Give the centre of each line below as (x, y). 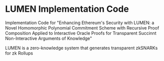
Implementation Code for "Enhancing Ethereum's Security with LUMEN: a (80, 23)
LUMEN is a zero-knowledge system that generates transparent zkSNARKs (82, 48)
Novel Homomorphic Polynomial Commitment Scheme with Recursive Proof (82, 28)
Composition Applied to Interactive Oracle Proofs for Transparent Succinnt (81, 33)
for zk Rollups (19, 53)
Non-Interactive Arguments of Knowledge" (49, 38)
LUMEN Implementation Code (67, 9)
